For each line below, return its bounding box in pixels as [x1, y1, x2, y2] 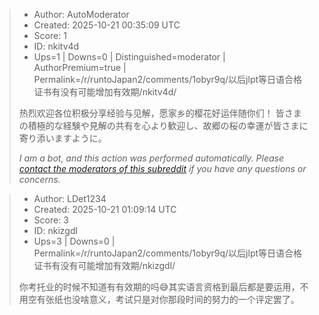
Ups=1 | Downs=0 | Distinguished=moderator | [33, 51, 226, 63]
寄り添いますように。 [18, 132, 107, 144]
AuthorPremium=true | [33, 62, 127, 73]
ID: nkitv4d [33, 40, 80, 52]
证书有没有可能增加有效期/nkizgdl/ [33, 260, 176, 271]
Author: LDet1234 [33, 193, 107, 204]
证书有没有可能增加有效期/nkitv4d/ [33, 86, 177, 98]
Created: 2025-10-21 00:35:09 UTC [33, 19, 181, 31]
